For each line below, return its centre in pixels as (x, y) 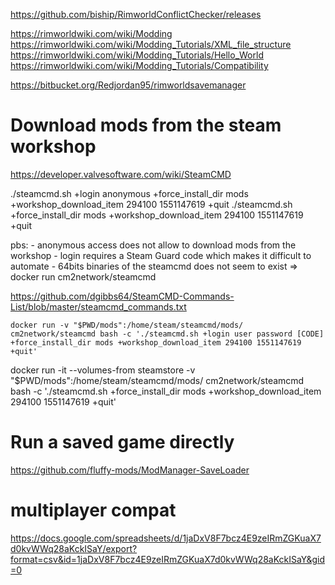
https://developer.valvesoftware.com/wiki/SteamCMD (121, 174)
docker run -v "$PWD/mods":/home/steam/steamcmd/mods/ (127, 325)
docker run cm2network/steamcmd (83, 276)
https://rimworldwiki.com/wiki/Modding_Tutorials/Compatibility (139, 65)
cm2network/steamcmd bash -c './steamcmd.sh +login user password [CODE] (167, 334)
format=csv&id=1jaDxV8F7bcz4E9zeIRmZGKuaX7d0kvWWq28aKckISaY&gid (168, 559)
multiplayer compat (93, 510)
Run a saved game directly (122, 442)
